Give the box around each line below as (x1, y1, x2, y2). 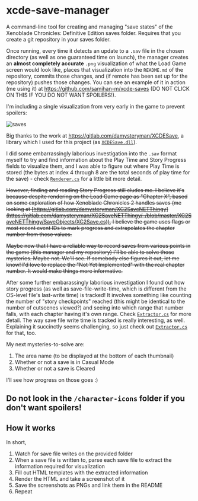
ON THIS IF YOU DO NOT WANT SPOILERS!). (6, 91, 116, 98)
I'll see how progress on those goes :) (6, 376, 98, 383)
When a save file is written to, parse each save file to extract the (14, 457, 172, 464)
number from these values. (6, 231, 72, 238)
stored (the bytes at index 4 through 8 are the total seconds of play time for (6, 168, 190, 175)
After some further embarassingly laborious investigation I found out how (6, 279, 185, 286)
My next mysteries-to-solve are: (6, 340, 85, 347)
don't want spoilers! (6, 403, 82, 413)
